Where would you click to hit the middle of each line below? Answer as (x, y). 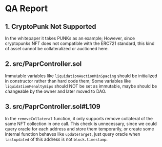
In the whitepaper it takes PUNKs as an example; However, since (70, 38)
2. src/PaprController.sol (43, 64)
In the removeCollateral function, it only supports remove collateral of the (79, 118)
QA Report (26, 9)
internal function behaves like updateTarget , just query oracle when (73, 134)
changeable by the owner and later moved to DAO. (56, 91)
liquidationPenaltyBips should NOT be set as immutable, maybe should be (81, 86)
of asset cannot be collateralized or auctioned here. (57, 49)
